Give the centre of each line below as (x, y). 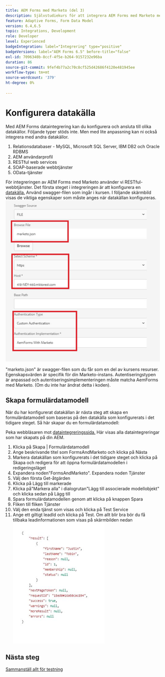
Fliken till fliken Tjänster (36, 504)
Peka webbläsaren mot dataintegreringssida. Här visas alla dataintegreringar (82, 432)
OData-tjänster (28, 172)
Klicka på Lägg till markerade (42, 483)
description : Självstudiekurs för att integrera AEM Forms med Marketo (80, 15)
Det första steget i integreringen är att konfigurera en (87, 187)
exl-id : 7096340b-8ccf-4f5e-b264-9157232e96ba (54, 57)
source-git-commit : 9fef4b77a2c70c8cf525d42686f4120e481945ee (70, 67)
